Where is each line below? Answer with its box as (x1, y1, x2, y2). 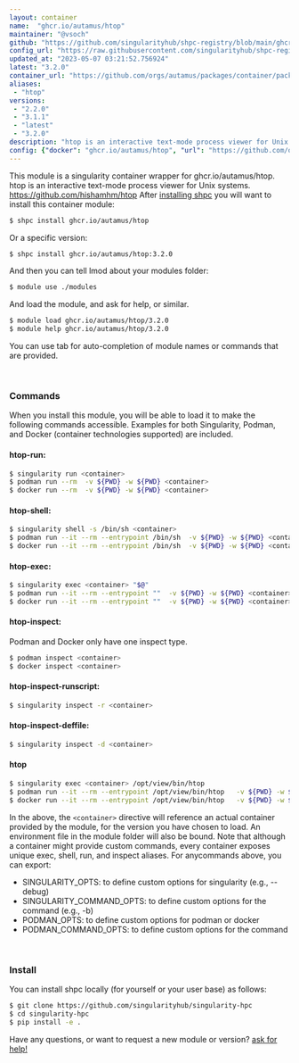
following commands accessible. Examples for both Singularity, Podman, (9, 419, 276, 430)
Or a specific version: (9, 232, 88, 243)
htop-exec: (9, 561, 52, 571)
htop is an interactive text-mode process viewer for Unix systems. (9, 179, 251, 190)
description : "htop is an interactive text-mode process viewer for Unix (9, 137, 289, 146)
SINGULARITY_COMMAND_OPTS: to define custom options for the (21, 895, 267, 906)
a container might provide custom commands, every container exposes (9, 840, 271, 851)
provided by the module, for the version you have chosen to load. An (9, 821, 261, 832)
